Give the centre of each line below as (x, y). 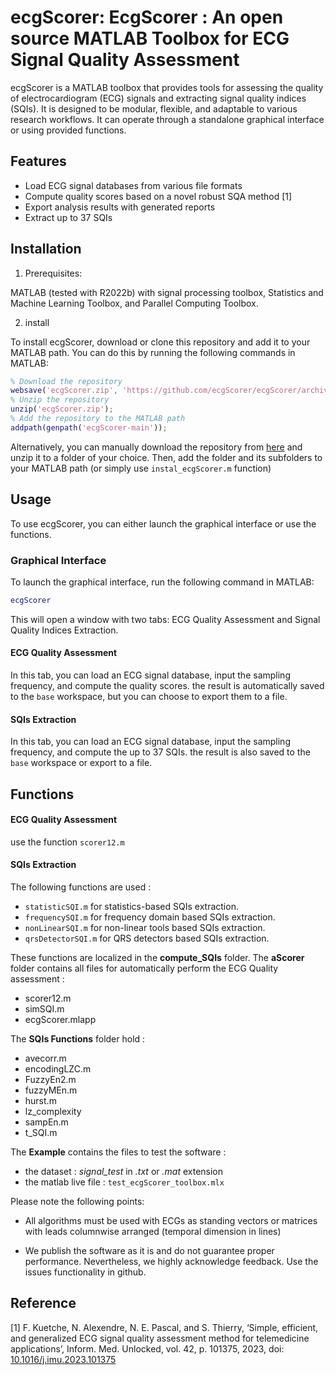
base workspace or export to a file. (81, 763)
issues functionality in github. (85, 1272)
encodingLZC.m (58, 1069)
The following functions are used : (81, 887)
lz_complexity (53, 1111)
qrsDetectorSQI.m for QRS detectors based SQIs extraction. (147, 938)
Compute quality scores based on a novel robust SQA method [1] (158, 196)
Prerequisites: (53, 273)
